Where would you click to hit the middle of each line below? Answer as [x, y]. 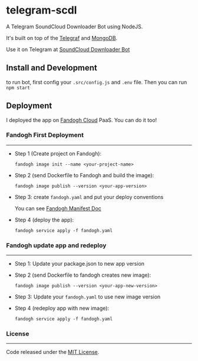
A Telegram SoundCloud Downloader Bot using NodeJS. [75, 27]
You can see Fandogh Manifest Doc [58, 208]
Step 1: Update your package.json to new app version [80, 264]
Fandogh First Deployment [45, 135]
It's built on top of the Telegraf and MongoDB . [62, 38]
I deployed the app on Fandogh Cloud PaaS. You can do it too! [82, 120]
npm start [18, 88]
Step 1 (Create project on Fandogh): [58, 153]
